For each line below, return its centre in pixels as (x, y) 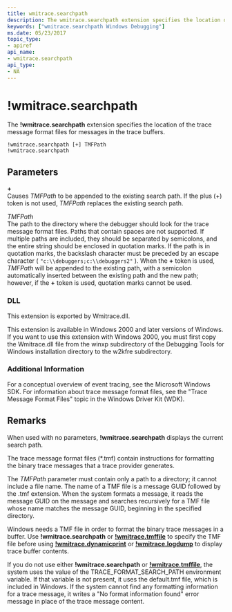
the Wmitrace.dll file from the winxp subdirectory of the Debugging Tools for (116, 344)
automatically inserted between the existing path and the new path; (103, 276)
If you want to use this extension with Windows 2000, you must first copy (112, 337)
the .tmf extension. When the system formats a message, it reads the (105, 493)
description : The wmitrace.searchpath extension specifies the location (114, 20)
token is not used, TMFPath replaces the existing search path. (95, 203)
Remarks (27, 421)
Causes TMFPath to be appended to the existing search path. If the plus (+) (115, 196)
